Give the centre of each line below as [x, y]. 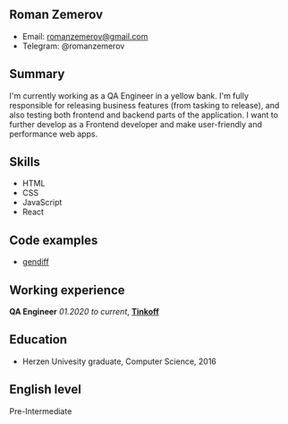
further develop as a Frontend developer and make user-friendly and [136, 124]
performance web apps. [54, 134]
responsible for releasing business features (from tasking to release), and [144, 105]
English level [46, 389]
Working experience [67, 290]
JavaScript [42, 203]
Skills [25, 162]
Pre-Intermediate [41, 411]
